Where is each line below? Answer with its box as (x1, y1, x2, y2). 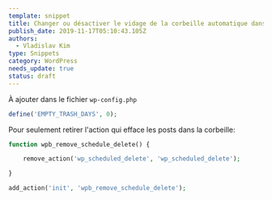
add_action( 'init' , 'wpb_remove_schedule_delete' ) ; (8, 184, 186, 193)
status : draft (8, 72, 57, 80)
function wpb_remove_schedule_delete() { (8, 140, 151, 148)
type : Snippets (8, 49, 60, 57)
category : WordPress (8, 57, 79, 66)
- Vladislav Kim (15, 42, 70, 50)
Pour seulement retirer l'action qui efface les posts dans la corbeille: (8, 125, 236, 134)
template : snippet (8, 11, 70, 20)
